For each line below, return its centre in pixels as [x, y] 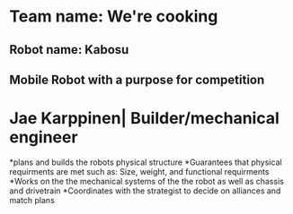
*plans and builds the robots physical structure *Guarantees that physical [146, 162]
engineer [44, 137]
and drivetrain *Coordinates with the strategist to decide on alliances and [145, 191]
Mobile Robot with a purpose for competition [137, 79]
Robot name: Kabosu [69, 50]
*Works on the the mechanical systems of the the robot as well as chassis [147, 181]
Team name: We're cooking [114, 17]
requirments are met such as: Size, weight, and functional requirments [139, 171]
